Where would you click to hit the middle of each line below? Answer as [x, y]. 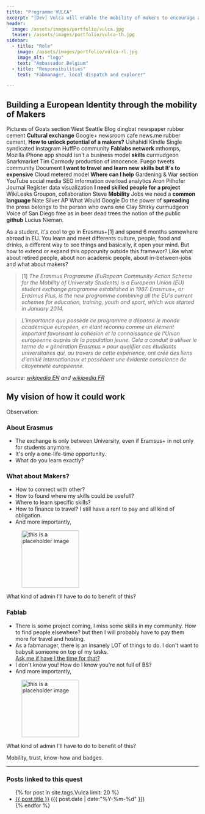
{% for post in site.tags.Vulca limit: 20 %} [67, 793]
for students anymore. [43, 448]
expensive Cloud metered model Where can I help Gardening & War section [102, 174]
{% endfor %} [33, 805]
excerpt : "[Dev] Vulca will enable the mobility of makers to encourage [101, 18]
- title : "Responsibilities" [49, 69]
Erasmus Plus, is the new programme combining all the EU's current [107, 296]
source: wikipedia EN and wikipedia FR [56, 378]
